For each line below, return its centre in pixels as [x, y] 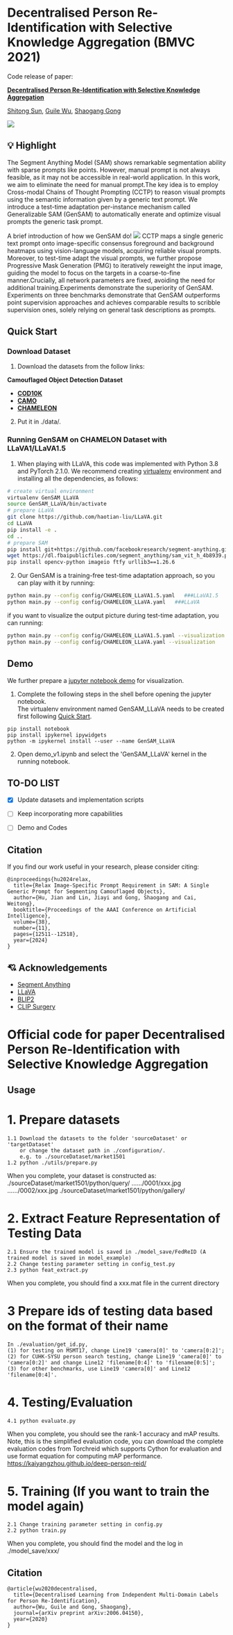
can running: [25, 622]
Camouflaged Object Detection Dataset [65, 380]
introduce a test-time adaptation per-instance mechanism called [99, 207]
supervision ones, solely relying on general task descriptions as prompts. [112, 309]
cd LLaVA [20, 524]
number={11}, [32, 928]
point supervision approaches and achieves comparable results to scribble [114, 302]
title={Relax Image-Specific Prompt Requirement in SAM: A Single [111, 886]
